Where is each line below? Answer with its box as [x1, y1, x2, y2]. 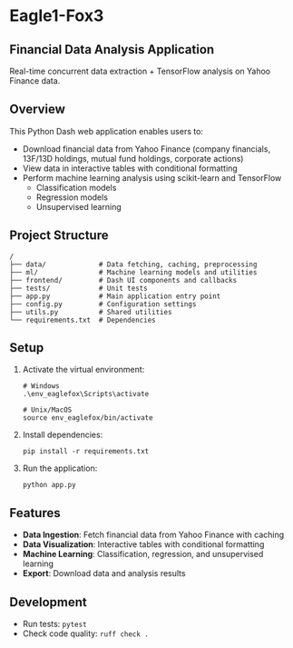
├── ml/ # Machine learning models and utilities [9, 267, 258, 277]
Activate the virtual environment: [22, 364, 145, 375]
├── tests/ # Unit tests [9, 284, 148, 293]
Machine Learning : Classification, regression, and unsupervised [22, 549, 264, 560]
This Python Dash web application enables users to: [9, 125, 204, 136]
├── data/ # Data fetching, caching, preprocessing [9, 260, 258, 269]
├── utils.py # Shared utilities [9, 307, 172, 316]
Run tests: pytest [22, 619, 88, 630]
